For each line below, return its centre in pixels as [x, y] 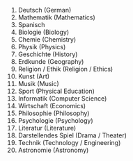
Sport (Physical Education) [56, 91]
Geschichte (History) [48, 54]
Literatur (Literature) [47, 128]
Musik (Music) [39, 84]
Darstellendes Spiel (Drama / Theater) [72, 135]
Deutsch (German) [45, 10]
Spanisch [31, 25]
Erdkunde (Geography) [51, 61]
